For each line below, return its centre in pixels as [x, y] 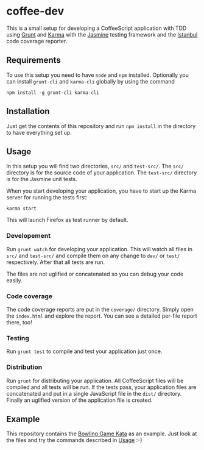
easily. [14, 280]
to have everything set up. [39, 132]
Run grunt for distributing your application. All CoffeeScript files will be [95, 380]
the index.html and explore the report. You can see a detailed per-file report [102, 316]
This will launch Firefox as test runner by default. [68, 220]
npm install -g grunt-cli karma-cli [53, 93]
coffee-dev [35, 11]
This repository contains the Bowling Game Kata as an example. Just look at [102, 434]
